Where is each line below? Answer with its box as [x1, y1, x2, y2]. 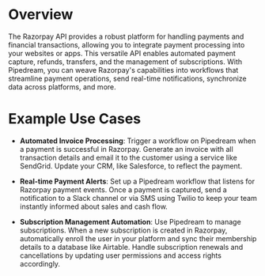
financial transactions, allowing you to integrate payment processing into [8, 40, 245, 49]
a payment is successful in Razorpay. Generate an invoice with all [19, 144, 233, 153]
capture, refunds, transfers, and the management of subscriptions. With [8, 57, 243, 66]
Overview [8, 6, 74, 24]
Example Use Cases [8, 110, 142, 128]
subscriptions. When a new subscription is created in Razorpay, [19, 225, 228, 235]
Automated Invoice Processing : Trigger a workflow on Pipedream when [19, 136, 256, 146]
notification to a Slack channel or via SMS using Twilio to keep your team [19, 193, 257, 202]
